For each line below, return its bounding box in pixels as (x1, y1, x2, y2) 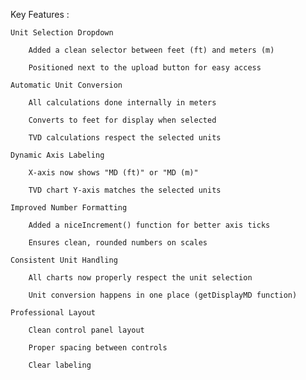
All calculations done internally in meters (28, 98, 217, 108)
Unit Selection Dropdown (10, 28, 114, 38)
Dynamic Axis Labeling (10, 150, 105, 160)
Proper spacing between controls (28, 343, 168, 353)
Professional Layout (10, 308, 97, 318)
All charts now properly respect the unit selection (28, 273, 253, 283)
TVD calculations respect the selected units (28, 133, 222, 143)
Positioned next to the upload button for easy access (28, 63, 262, 73)
